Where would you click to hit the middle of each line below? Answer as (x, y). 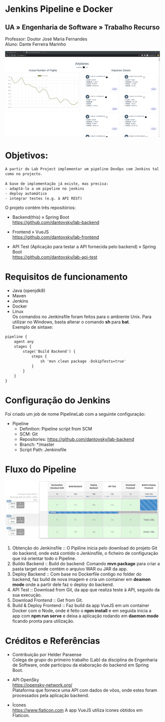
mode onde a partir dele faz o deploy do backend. (63, 584)
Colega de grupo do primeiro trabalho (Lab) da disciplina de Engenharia (85, 660)
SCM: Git (28, 434)
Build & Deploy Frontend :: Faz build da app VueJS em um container (81, 605)
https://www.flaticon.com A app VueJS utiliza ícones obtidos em (77, 710)
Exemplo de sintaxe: (33, 327)
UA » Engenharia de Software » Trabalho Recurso (82, 27)
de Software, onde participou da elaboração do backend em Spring (80, 665)
